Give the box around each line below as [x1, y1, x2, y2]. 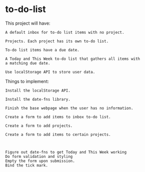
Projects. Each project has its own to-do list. [5, 39, 109, 44]
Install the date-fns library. [5, 97, 71, 102]
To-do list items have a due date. [5, 47, 80, 52]
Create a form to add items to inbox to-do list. [5, 114, 111, 119]
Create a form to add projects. [5, 123, 73, 128]
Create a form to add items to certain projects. [5, 132, 111, 137]
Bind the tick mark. [5, 162, 49, 168]
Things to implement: [5, 78, 49, 84]
